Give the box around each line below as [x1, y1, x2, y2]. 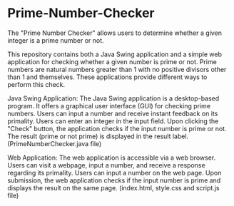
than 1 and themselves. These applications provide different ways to [7, 73, 208, 81]
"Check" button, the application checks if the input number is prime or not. [7, 124, 227, 133]
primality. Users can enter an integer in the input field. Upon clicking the [7, 116, 219, 125]
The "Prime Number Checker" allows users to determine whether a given [7, 29, 223, 37]
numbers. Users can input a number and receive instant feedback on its [7, 109, 218, 118]
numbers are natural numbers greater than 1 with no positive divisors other [7, 65, 227, 73]
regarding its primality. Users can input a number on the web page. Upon [7, 168, 222, 177]
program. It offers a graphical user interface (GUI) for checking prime [7, 101, 211, 110]
